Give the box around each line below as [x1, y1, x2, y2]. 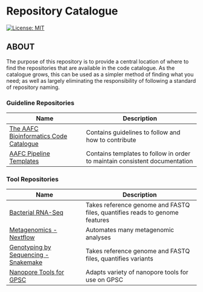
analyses [85, 233, 111, 242]
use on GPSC [85, 276, 124, 284]
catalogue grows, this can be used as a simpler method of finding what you [6, 71, 194, 78]
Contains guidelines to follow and [86, 128, 181, 137]
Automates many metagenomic [85, 225, 174, 234]
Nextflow [9, 233, 35, 242]
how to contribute [86, 136, 137, 144]
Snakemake [9, 258, 43, 267]
